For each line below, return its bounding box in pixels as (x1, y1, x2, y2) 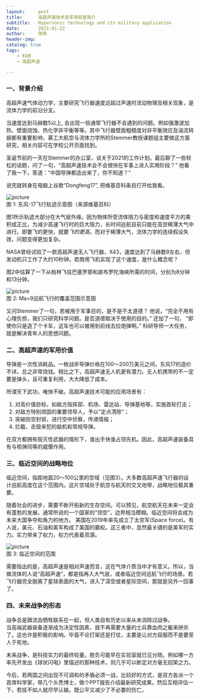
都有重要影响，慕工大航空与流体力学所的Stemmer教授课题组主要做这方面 (11, 134, 190, 141)
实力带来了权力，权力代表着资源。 (16, 531, 100, 538)
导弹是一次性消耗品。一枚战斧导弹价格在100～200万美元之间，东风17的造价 (6, 361, 192, 368)
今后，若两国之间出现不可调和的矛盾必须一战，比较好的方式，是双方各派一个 (6, 671, 194, 678)
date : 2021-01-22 (6, 25, 65, 32)
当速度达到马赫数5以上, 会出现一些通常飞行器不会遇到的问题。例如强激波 (6, 119, 185, 126)
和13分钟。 (6, 275, 33, 283)
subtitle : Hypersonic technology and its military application (6, 20, 171, 26)
